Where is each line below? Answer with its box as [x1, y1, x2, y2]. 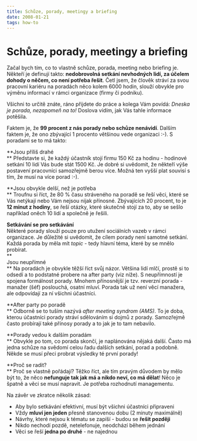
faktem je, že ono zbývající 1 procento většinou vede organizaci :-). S [6, 131, 174, 138]
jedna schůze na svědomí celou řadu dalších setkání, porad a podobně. [6, 344, 179, 351]
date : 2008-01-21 [6, 14, 49, 20]
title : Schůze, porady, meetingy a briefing [6, 8, 117, 15]
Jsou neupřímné [6, 259, 46, 266]
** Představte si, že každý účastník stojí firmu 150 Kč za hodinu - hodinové [6, 155, 187, 162]
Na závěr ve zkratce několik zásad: [6, 392, 91, 399]
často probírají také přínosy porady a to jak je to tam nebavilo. [6, 320, 156, 327]
